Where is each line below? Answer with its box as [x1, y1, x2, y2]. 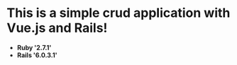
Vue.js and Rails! [6, 20, 108, 36]
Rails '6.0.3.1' [16, 51, 57, 59]
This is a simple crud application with [6, 5, 231, 21]
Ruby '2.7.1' [16, 43, 52, 52]
